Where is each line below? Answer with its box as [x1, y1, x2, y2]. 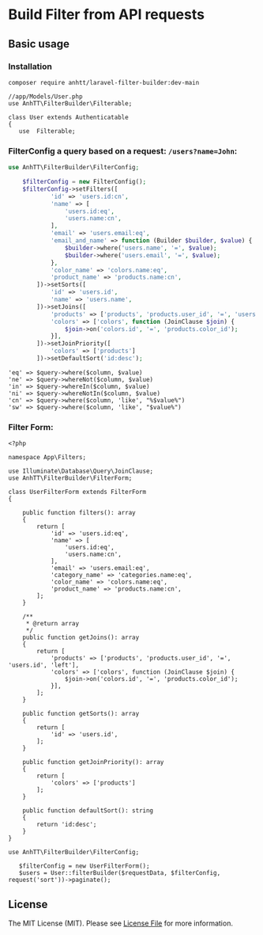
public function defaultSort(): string [22, 807, 154, 815]
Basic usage [8, 37, 70, 51]
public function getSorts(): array [22, 710, 140, 718]
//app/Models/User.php [8, 93, 83, 101]
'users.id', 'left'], [8, 661, 80, 670]
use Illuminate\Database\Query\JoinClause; [8, 467, 154, 476]
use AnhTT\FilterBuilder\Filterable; [8, 99, 133, 108]
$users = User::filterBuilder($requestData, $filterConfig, [18, 869, 221, 877]
